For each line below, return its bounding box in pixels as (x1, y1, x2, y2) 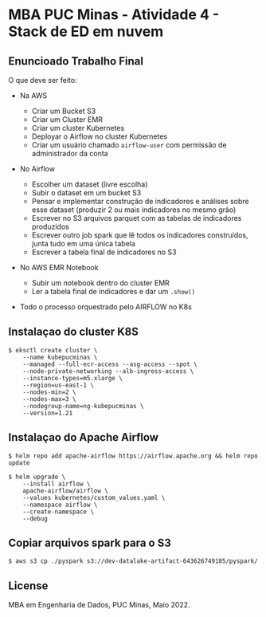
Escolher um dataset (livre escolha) (31, 179, 148, 189)
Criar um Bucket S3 (31, 106, 96, 116)
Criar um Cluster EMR (31, 115, 104, 124)
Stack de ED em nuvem (8, 22, 164, 41)
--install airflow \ (22, 480, 91, 488)
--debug (22, 514, 48, 523)
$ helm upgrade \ (8, 473, 66, 481)
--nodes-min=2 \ (22, 388, 77, 396)
